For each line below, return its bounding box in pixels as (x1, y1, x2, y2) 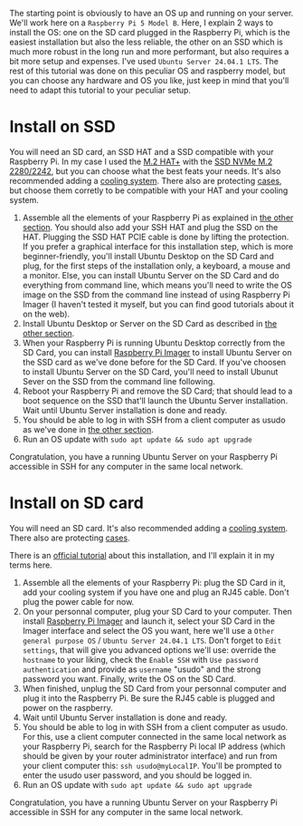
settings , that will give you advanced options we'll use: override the (22, 644, 277, 656)
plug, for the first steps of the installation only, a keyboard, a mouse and (22, 260, 291, 271)
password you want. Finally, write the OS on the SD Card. (22, 673, 237, 684)
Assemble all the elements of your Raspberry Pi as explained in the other (22, 212, 294, 223)
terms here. (9, 559, 52, 570)
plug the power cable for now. (22, 596, 135, 607)
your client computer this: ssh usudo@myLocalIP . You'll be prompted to (22, 760, 282, 771)
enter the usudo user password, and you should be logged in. (22, 770, 252, 781)
